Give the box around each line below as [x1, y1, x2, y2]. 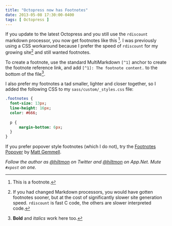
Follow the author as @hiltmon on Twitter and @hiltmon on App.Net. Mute [5, 159, 161, 165]
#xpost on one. [5, 165, 37, 171]
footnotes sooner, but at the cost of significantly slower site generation [12, 194, 162, 200]
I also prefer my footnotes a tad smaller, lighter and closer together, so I [5, 80, 156, 87]
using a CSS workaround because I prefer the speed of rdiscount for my [5, 43, 158, 49]
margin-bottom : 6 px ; [18, 125, 63, 130]
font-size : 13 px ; [10, 101, 47, 106]
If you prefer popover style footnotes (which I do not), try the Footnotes [5, 143, 156, 150]
